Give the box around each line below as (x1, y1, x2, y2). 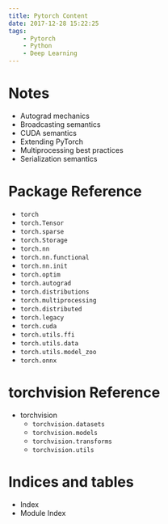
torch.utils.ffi (19, 331, 75, 339)
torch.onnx (19, 357, 57, 365)
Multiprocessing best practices (19, 145, 124, 154)
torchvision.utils (31, 446, 94, 454)
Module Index (19, 508, 66, 518)
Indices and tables (8, 473, 135, 491)
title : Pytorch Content (8, 11, 89, 20)
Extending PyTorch (19, 137, 83, 146)
